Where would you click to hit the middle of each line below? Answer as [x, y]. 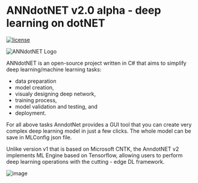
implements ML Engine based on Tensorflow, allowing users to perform [94, 155]
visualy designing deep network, [55, 94]
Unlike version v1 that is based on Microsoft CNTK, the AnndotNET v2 [93, 149]
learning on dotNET [56, 23]
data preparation [36, 81]
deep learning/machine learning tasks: [54, 69]
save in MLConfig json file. [39, 137]
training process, [36, 100]
